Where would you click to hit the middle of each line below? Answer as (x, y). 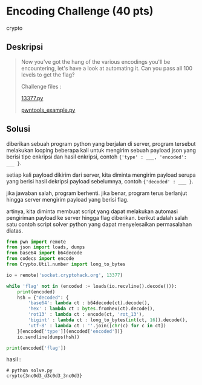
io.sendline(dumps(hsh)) (48, 337)
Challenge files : (41, 86)
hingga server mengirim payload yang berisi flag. (67, 199)
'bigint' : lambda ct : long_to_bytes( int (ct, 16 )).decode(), (108, 320)
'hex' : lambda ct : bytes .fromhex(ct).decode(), (92, 309)
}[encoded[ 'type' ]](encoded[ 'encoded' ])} (70, 331)
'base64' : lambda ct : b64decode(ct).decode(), (89, 303)
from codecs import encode (40, 259)
